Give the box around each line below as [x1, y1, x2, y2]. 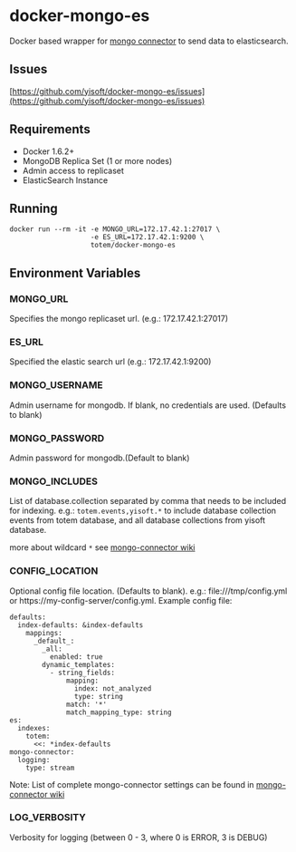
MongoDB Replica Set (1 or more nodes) [22, 155, 173, 166]
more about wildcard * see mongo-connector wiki [9, 542, 196, 553]
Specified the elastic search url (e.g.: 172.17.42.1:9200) [9, 356, 212, 367]
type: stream [25, 763, 75, 772]
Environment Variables [9, 265, 141, 281]
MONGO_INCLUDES [9, 475, 98, 488]
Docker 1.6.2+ [22, 146, 75, 157]
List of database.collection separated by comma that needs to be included [9, 496, 287, 507]
